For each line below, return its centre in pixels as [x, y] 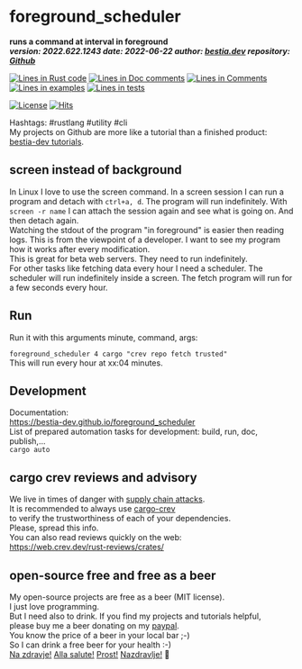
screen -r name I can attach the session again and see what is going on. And [151, 211]
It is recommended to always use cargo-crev [92, 509]
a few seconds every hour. [59, 287]
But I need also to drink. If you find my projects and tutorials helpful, [135, 616]
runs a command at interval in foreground [89, 41]
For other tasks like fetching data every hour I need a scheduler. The [136, 268]
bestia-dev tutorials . [46, 141]
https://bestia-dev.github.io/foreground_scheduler [102, 422]
